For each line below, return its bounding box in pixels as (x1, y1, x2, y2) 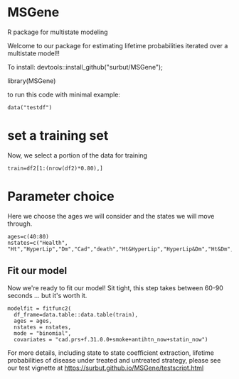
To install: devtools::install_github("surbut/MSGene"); (7, 62, 164, 71)
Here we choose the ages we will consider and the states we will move (7, 212, 215, 220)
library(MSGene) (7, 76, 56, 85)
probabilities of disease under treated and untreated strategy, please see (7, 356, 221, 364)
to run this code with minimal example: (7, 90, 121, 99)
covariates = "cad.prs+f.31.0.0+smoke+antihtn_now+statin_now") (14, 336, 208, 343)
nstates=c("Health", (7, 239, 69, 246)
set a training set (7, 128, 109, 144)
